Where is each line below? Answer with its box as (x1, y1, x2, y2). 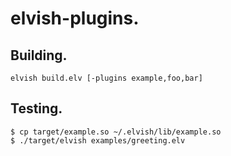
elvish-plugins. (10, 7, 140, 30)
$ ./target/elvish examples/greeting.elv (10, 135, 186, 146)
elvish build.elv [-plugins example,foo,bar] (10, 73, 203, 83)
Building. (10, 47, 68, 64)
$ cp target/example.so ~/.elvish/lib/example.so (10, 127, 222, 137)
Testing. (10, 100, 63, 117)
